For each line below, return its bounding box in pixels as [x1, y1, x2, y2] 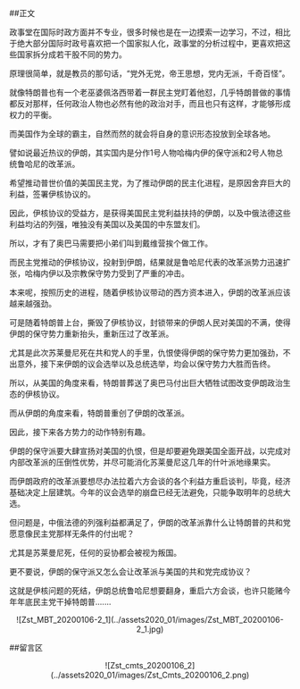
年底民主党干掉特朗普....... [16, 597, 112, 607]
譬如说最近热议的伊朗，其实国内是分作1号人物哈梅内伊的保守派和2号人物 [9, 147, 276, 158]
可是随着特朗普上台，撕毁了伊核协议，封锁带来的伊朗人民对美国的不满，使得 [9, 317, 291, 328]
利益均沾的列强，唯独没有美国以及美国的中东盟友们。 [9, 219, 205, 230]
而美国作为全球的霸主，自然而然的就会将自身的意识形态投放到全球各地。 [9, 129, 275, 139]
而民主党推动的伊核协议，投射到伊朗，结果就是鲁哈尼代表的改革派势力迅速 [9, 257, 283, 267]
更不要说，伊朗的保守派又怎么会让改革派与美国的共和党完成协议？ [9, 567, 252, 576]
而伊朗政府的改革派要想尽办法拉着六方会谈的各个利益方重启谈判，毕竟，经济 [9, 476, 291, 486]
